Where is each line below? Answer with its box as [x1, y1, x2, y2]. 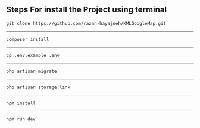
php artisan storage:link [6, 84, 70, 90]
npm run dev [6, 116, 36, 122]
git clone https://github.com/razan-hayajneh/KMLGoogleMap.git [6, 20, 167, 26]
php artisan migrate [6, 68, 58, 74]
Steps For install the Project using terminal [6, 5, 167, 15]
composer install [6, 36, 49, 42]
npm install [6, 100, 36, 106]
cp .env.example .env [6, 52, 60, 58]
